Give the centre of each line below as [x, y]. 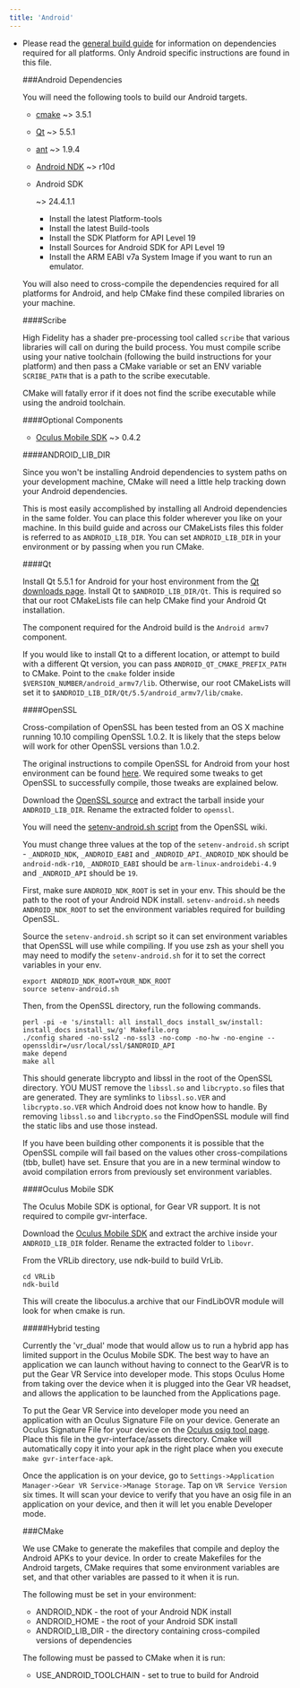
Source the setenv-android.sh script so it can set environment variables [155, 936]
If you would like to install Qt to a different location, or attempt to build [151, 654]
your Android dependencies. [75, 491]
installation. [43, 610]
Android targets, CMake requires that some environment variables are [151, 1567]
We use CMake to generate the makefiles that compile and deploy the [151, 1548]
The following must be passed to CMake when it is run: [124, 1658]
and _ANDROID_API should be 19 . [80, 873]
